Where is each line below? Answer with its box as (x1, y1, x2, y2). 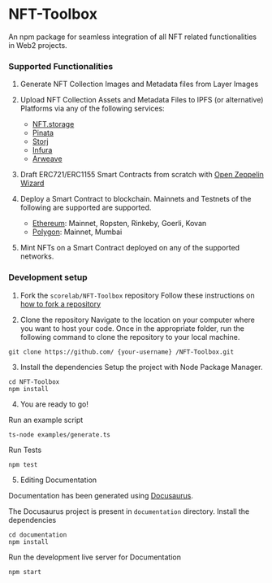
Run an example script (8, 415, 84, 424)
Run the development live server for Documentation (8, 552, 181, 562)
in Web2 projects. (8, 40, 67, 50)
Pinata (32, 128, 54, 138)
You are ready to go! (19, 399, 89, 409)
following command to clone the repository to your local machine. (19, 332, 240, 342)
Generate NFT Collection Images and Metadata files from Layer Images (19, 79, 259, 89)
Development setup (8, 272, 88, 283)
